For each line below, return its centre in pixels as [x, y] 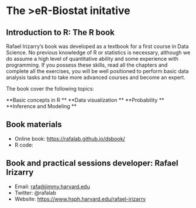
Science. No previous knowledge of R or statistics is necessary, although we [98, 53]
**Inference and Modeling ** [42, 106]
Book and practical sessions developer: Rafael [92, 163]
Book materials [34, 125]
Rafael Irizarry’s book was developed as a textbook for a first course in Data [97, 46]
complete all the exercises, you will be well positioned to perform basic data [97, 71]
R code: [24, 145]
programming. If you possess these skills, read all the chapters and [87, 65]
